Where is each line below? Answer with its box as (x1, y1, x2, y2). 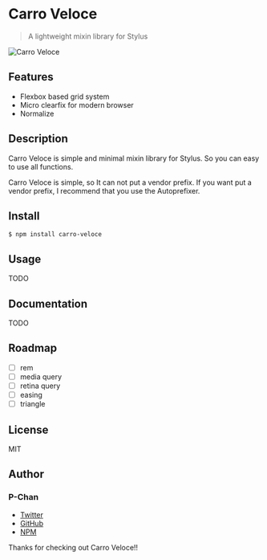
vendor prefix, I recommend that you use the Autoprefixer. (8, 186, 200, 195)
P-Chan (8, 492, 38, 503)
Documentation (8, 296, 88, 310)
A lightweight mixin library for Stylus (27, 31, 148, 41)
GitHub (19, 518, 44, 528)
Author (8, 468, 44, 481)
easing (19, 390, 42, 399)
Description (8, 132, 68, 145)
